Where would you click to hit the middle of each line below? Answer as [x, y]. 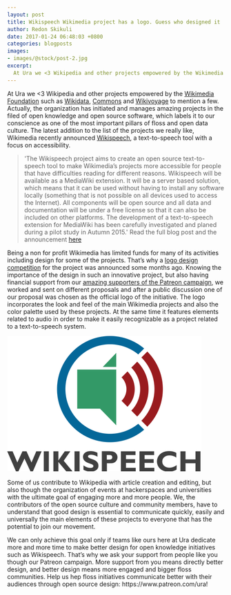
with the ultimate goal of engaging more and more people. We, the [101, 497]
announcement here [53, 239]
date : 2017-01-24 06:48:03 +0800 [55, 37]
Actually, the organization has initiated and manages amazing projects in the [115, 108]
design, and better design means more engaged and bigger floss [99, 569]
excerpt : [20, 66]
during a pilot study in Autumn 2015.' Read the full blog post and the [120, 232]
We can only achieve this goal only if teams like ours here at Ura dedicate [111, 540]
